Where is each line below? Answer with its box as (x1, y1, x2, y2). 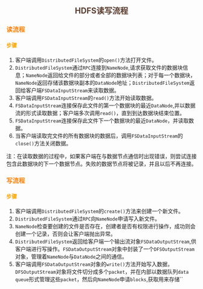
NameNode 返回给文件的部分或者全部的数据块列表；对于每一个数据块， (25, 71, 196, 79)
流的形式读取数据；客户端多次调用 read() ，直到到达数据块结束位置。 (14, 109, 185, 116)
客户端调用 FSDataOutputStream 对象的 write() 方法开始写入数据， (14, 260, 173, 268)
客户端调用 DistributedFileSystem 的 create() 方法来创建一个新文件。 (14, 207, 184, 214)
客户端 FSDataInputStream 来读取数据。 (25, 87, 120, 94)
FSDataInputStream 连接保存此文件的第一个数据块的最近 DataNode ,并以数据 (14, 102, 196, 109)
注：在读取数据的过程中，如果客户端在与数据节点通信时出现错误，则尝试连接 (6, 152, 197, 159)
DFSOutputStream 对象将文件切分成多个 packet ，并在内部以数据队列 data (14, 268, 189, 275)
